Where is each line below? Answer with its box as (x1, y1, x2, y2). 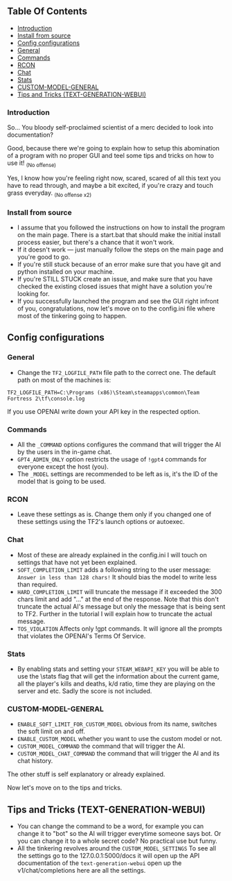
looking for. (17, 290, 50, 297)
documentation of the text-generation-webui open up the (17, 859, 182, 867)
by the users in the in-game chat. (17, 447, 112, 456)
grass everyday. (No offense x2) (7, 189, 92, 198)
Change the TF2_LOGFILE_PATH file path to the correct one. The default (17, 368, 216, 376)
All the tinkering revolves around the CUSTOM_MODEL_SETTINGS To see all (17, 844, 217, 852)
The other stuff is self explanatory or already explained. (7, 770, 166, 778)
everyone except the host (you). (17, 462, 109, 471)
